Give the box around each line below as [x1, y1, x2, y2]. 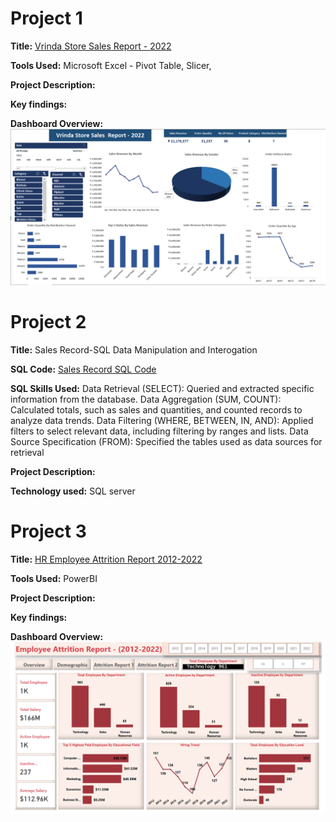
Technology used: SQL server [10, 485, 136, 497]
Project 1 [10, 7, 83, 30]
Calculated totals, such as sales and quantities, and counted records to [10, 403, 303, 416]
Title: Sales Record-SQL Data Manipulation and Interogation [10, 343, 258, 356]
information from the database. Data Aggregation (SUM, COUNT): [10, 393, 282, 405]
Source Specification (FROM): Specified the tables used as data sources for [10, 435, 323, 447]
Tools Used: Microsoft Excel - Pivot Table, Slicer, [10, 59, 212, 71]
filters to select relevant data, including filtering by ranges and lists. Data [10, 425, 309, 437]
